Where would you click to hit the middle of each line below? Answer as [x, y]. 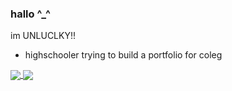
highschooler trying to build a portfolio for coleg [123, 55]
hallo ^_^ [30, 14]
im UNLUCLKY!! [43, 36]
